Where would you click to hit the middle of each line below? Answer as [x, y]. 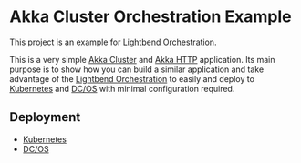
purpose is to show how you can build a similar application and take [137, 69]
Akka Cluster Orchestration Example [150, 17]
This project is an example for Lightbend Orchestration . [113, 42]
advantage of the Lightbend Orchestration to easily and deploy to [132, 78]
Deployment [45, 117]
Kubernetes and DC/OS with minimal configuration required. [122, 88]
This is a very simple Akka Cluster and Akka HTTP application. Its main [142, 59]
